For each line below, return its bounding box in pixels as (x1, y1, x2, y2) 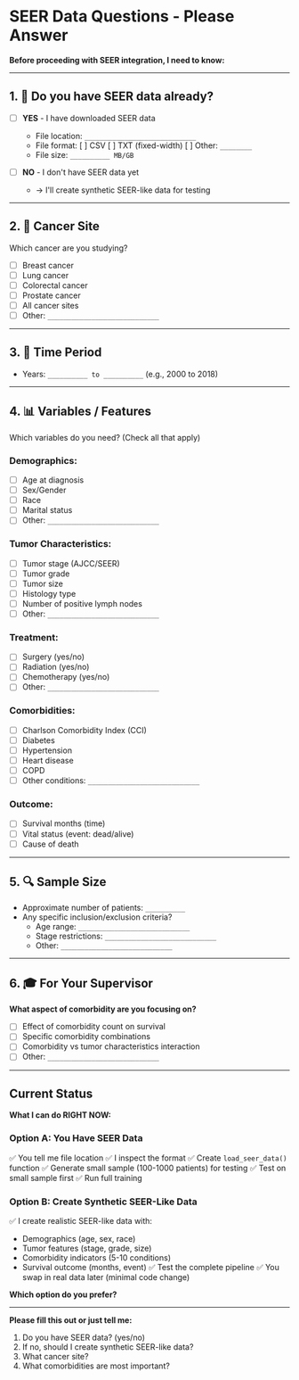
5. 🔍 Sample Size (9, 874, 107, 889)
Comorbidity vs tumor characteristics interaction (21, 1041, 200, 1052)
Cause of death (21, 839, 79, 849)
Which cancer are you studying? (9, 243, 128, 253)
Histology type (21, 588, 77, 599)
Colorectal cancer (21, 279, 88, 291)
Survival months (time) (21, 818, 106, 829)
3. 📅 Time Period (9, 345, 102, 360)
